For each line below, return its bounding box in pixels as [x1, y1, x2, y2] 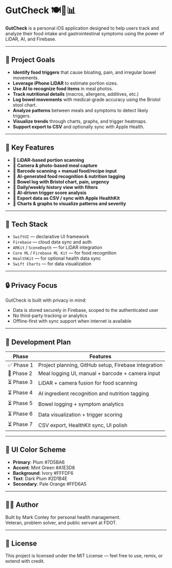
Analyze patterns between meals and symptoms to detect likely [12, 107, 148, 113]
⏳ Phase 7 [8, 421, 33, 428]
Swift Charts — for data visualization [12, 261, 92, 267]
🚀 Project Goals [5, 55, 55, 65]
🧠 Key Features [5, 143, 55, 152]
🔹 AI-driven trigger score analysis [12, 190, 87, 196]
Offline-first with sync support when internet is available [12, 318, 132, 324]
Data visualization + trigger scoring [38, 411, 123, 418]
